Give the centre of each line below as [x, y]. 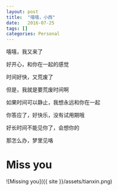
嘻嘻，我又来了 [24, 52]
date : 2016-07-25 [30, 23]
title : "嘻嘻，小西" [31, 17]
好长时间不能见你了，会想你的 [43, 128]
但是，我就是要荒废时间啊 [38, 90]
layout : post [22, 12]
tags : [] [17, 28]
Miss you [29, 165]
